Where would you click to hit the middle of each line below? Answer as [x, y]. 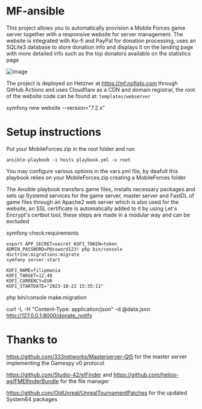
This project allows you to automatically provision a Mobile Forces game [96, 28]
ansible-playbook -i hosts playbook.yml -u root [68, 160]
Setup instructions [54, 132]
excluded [18, 221]
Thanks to [32, 340]
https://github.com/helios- [146, 375]
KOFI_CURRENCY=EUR [29, 281]
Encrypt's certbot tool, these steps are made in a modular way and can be [98, 215]
